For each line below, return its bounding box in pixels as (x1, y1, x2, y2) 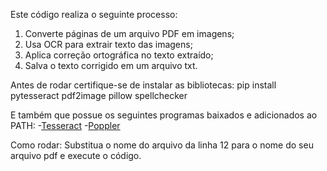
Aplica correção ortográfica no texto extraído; (24, 49, 214, 61)
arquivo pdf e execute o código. (10, 150, 142, 161)
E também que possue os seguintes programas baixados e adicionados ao (10, 109, 318, 121)
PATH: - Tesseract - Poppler (10, 120, 121, 131)
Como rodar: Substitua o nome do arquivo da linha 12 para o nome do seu (10, 139, 314, 151)
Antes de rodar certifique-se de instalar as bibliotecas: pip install (10, 79, 277, 91)
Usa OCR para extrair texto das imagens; (24, 39, 193, 50)
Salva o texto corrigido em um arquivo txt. (24, 60, 198, 71)
